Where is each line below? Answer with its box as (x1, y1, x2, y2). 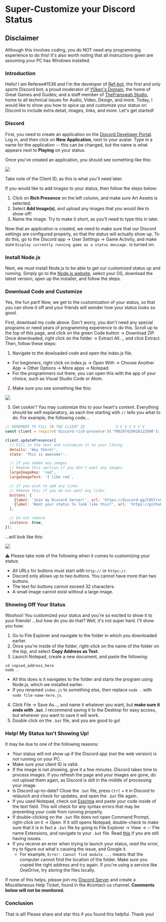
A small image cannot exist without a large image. (12, 588, 114, 594)
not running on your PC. (12, 756, 61, 762)
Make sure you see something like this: (12, 385, 92, 391)
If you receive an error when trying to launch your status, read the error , (12, 841, 159, 847)
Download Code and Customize (5, 288, 83, 295)
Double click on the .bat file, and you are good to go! (12, 717, 121, 723)
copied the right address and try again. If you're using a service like (19, 862, 157, 868)
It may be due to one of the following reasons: (5, 741, 99, 747)
